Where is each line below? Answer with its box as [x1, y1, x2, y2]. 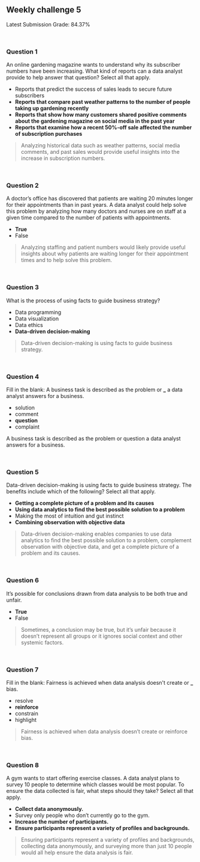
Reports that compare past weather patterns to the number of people [14, 99, 190, 106]
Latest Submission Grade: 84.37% [6, 20, 91, 28]
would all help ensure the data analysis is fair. [20, 849, 134, 856]
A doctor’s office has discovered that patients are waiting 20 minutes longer [6, 195, 193, 202]
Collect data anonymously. [14, 805, 84, 813]
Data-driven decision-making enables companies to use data [20, 530, 172, 537]
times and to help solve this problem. [20, 257, 113, 264]
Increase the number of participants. [14, 818, 109, 825]
